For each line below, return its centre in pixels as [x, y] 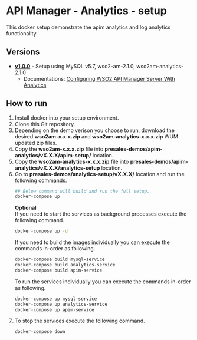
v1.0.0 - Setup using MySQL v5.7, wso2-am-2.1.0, [75, 66]
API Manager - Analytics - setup [86, 11]
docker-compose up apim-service [54, 310]
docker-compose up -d [41, 231]
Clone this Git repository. [45, 124]
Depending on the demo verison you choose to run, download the [95, 130]
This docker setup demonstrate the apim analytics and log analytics [88, 27]
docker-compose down [40, 332]
